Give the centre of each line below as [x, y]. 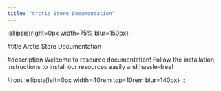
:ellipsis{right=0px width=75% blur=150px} [68, 33]
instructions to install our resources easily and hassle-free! [91, 66]
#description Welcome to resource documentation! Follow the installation [111, 60]
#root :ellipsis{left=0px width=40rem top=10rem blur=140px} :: [96, 80]
